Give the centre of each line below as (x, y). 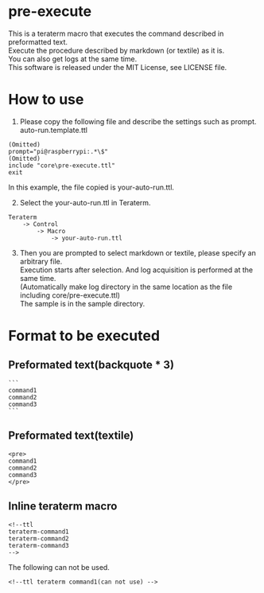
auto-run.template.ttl (53, 130)
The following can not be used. (59, 567)
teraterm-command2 (39, 538)
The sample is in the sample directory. (82, 303)
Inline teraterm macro (63, 507)
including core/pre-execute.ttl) (70, 295)
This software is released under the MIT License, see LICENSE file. (118, 67)
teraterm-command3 (39, 545)
